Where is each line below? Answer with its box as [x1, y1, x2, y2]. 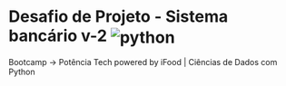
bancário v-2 [8, 25, 108, 46]
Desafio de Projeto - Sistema [8, 6, 229, 27]
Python [8, 66, 35, 78]
